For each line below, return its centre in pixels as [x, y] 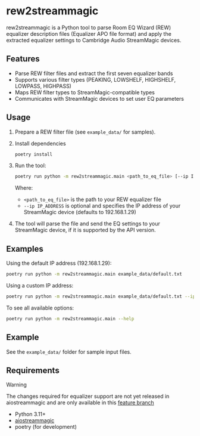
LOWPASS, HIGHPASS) [43, 86]
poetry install [34, 154]
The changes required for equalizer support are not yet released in [88, 396]
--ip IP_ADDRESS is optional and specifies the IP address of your [102, 206]
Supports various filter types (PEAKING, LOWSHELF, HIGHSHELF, [95, 79]
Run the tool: [30, 166]
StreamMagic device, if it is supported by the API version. [85, 230]
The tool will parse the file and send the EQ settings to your [87, 224]
